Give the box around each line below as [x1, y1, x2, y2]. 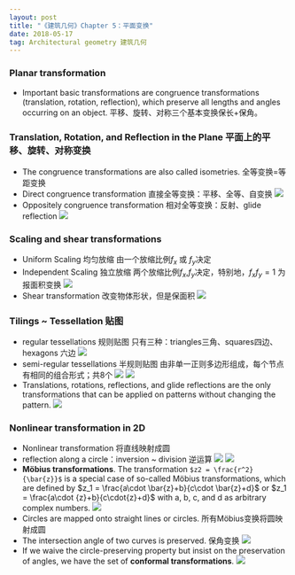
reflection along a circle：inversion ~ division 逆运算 [21, 454, 213, 465]
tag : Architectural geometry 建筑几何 [9, 37, 148, 47]
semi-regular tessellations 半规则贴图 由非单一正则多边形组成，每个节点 [21, 359, 285, 369]
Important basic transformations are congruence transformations [21, 87, 260, 97]
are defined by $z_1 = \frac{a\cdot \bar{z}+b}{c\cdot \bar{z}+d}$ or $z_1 [21, 483, 287, 493]
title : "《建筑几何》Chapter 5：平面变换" [9, 21, 153, 30]
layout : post [9, 12, 58, 22]
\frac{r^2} [213, 466, 254, 475]
